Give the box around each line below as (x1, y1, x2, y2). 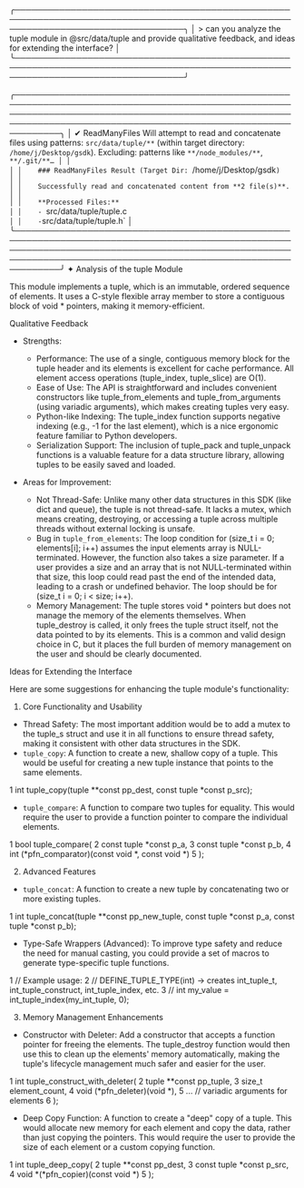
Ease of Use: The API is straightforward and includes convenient (35, 382, 278, 393)
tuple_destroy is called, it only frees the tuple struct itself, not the (35, 619, 279, 630)
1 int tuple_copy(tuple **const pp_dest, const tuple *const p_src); (9, 784, 253, 795)
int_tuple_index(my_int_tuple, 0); (9, 994, 130, 1005)
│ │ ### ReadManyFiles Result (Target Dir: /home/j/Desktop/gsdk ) (9, 164, 280, 175)
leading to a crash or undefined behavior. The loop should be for (35, 581, 278, 591)
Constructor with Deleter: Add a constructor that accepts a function (22, 1029, 276, 1040)
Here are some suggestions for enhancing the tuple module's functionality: (9, 684, 289, 694)
